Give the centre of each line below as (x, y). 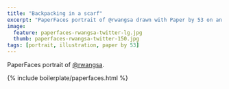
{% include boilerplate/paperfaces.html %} (68, 78)
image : (16, 26)
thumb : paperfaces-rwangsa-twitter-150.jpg (76, 39)
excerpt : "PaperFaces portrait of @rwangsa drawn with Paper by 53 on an (115, 20)
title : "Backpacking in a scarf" (55, 13)
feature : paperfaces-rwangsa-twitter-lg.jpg (78, 33)
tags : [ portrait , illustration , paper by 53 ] (73, 45)
